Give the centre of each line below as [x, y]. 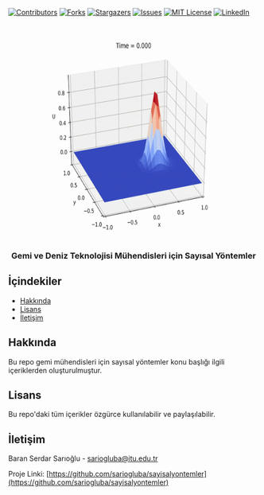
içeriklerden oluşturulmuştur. [55, 370]
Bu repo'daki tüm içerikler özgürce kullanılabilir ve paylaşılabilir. [112, 415]
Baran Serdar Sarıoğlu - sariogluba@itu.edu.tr [83, 458]
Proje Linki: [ [29, 474]
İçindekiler [35, 281]
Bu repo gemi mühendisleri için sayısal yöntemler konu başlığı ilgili [116, 361]
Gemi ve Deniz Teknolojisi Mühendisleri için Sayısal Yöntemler [134, 255]
